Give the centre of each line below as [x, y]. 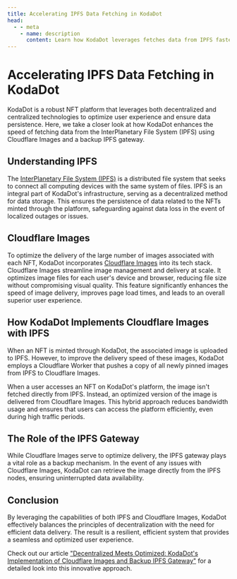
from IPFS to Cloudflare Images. [54, 373]
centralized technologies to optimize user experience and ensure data [109, 117]
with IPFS [28, 333]
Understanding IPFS [52, 162]
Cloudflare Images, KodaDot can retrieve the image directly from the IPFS [114, 470]
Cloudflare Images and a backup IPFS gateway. [76, 140]
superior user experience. [45, 300]
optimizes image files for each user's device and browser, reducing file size [117, 278]
